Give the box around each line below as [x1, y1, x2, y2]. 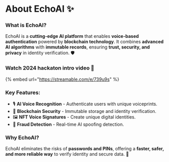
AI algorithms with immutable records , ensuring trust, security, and [5, 44, 150, 50]
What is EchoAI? [5, 21, 47, 29]
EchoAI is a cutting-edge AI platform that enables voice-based [5, 33, 139, 39]
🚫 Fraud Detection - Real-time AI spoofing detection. [12, 121, 124, 128]
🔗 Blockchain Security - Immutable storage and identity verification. [12, 108, 157, 114]
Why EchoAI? [5, 134, 39, 141]
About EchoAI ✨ [5, 3, 74, 15]
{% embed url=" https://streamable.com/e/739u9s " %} [5, 76, 120, 82]
